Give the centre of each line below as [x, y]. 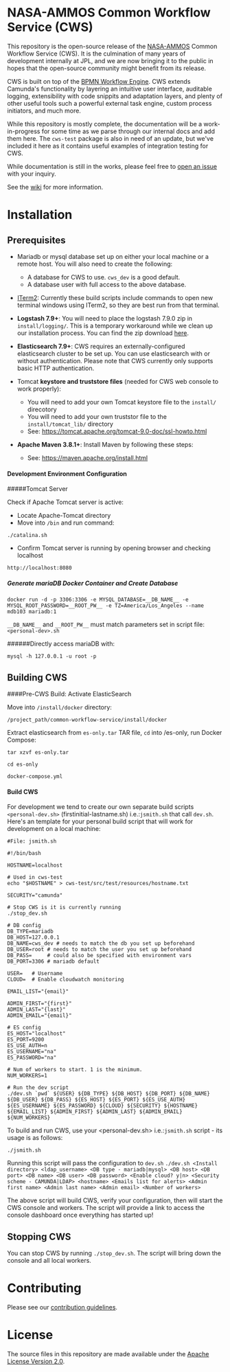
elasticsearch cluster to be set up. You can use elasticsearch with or [114, 353]
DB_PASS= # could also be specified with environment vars [100, 956]
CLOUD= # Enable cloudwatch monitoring [66, 980]
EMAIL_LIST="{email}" [38, 992]
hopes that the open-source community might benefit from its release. [107, 68]
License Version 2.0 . [36, 1361]
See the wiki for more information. [55, 187]
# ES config [24, 1028]
